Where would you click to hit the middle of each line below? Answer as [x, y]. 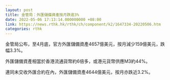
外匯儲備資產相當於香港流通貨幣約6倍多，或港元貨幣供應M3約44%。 [78, 61]
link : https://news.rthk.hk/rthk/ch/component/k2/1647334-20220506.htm [83, 24]
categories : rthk [24, 29]
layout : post [19, 10]
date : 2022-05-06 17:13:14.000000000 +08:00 [53, 19]
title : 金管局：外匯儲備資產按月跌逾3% [42, 15]
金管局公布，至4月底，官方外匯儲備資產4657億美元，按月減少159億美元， [83, 44]
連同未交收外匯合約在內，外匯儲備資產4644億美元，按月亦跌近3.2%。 [79, 72]
